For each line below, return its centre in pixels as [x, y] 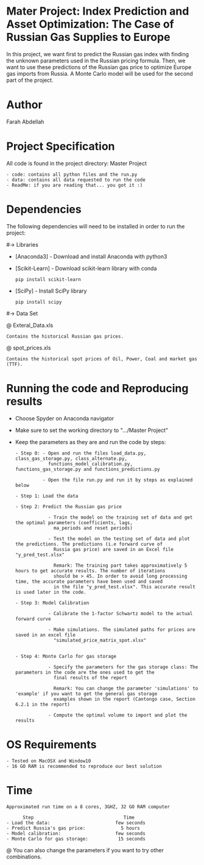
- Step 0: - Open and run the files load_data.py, [81, 453]
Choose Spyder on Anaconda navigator [65, 418]
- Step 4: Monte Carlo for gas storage [66, 656]
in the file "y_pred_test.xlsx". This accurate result [125, 587]
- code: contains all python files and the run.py [72, 174]
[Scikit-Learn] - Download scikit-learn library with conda [86, 268]
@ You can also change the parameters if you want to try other [85, 850]
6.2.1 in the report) [42, 704]
